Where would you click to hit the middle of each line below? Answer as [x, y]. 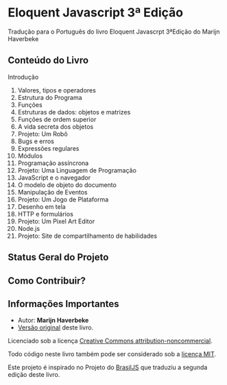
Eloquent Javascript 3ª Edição [96, 13]
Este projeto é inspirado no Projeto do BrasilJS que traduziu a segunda [108, 367]
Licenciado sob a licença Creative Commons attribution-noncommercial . [110, 341]
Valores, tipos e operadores [57, 90]
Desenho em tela [41, 206]
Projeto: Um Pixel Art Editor [56, 221]
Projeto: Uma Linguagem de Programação [77, 170]
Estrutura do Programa [50, 97]
